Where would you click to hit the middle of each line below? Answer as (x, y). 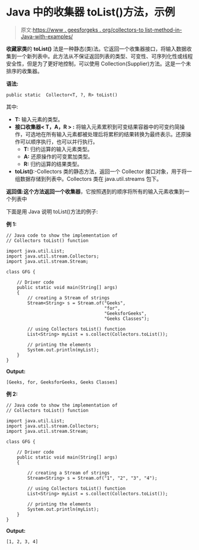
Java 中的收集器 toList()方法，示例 (91, 12)
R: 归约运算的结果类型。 (53, 164)
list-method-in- (163, 30)
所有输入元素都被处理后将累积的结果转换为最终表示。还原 (116, 134)
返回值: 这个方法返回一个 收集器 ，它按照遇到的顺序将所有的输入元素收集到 (95, 191)
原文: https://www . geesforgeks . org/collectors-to (82, 30)
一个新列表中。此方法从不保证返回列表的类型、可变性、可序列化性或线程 (105, 56)
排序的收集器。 (24, 71)
